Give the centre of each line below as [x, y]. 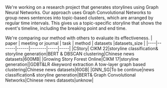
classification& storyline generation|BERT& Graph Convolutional [71, 75]
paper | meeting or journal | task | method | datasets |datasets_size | [75, 43]
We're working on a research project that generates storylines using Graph [82, 7]
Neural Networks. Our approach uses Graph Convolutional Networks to [78, 12]
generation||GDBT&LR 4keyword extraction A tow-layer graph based [76, 64]
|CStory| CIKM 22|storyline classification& [115, 48]
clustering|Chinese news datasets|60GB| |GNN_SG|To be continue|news [80, 70]
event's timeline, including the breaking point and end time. [66, 28]
